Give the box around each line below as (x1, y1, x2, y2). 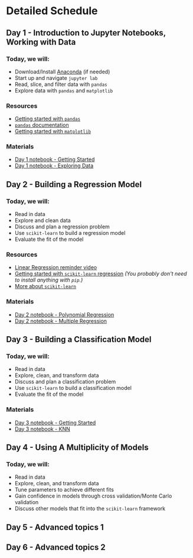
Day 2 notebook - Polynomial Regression (14, 311, 115, 318)
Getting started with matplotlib (14, 128, 91, 135)
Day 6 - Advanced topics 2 (6, 543, 106, 553)
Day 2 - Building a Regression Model (6, 179, 142, 189)
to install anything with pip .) (14, 276, 83, 283)
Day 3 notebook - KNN (14, 425, 71, 433)
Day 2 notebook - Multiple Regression (14, 317, 107, 324)
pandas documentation (14, 121, 69, 128)
